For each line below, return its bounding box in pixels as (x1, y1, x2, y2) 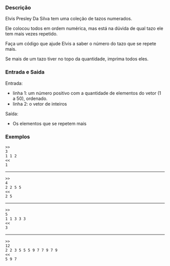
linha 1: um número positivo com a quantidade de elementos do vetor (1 (12, 90, 161, 96)
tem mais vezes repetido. (5, 31, 58, 37)
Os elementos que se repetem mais (12, 120, 87, 126)
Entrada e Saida (5, 69, 45, 76)
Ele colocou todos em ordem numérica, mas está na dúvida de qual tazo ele (5, 25, 163, 31)
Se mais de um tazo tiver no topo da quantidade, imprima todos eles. (5, 56, 149, 62)
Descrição (5, 4, 31, 11)
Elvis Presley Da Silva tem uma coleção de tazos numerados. (5, 16, 133, 22)
